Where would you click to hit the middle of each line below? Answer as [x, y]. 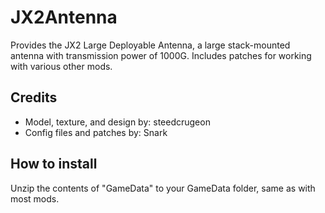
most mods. [35, 198]
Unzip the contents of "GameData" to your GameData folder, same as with [163, 188]
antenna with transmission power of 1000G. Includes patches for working [161, 55]
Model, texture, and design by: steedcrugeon [117, 122]
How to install [54, 164]
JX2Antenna [64, 17]
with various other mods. [61, 66]
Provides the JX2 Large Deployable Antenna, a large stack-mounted [150, 45]
